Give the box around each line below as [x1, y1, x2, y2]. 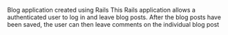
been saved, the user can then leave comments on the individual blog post [7, 21, 220, 28]
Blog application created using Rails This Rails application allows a [7, 6, 196, 14]
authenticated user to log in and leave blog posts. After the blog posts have [7, 13, 221, 21]
